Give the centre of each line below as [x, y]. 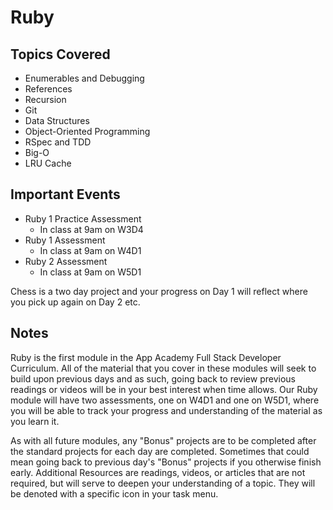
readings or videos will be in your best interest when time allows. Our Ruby [164, 389]
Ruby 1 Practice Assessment [83, 218]
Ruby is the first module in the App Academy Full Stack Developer [146, 357]
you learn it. [35, 421]
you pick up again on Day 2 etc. [75, 302]
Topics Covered [60, 54]
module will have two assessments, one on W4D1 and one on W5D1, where [165, 400]
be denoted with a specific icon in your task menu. [114, 493]
